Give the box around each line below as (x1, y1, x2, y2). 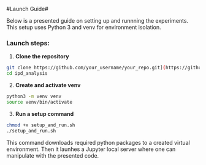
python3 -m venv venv (6, 93, 62, 100)
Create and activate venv (15, 82, 81, 89)
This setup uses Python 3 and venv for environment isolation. (6, 24, 161, 31)
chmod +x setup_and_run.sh (6, 122, 75, 128)
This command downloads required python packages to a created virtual (6, 139, 190, 146)
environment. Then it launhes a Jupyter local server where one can (6, 145, 176, 153)
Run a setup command (15, 110, 74, 117)
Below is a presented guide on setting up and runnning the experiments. (6, 17, 189, 24)
